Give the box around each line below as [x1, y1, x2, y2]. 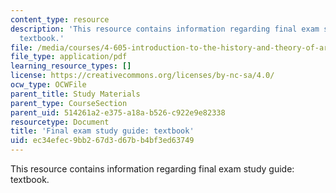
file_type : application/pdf [10, 52, 128, 62]
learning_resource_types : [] [10, 61, 132, 71]
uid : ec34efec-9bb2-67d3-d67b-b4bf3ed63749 [10, 136, 195, 146]
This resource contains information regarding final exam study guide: [10, 163, 295, 175]
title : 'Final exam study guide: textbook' [10, 126, 195, 136]
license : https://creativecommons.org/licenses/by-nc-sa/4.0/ [10, 71, 275, 81]
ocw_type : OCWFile [10, 80, 87, 90]
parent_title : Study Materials [10, 89, 141, 99]
